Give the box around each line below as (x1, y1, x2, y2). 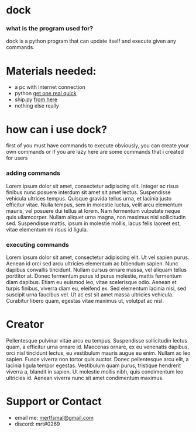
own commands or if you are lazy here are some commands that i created (6, 148, 184, 155)
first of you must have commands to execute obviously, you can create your (6, 142, 189, 149)
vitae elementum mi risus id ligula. (6, 226, 88, 233)
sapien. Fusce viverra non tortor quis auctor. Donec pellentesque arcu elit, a (6, 355, 189, 362)
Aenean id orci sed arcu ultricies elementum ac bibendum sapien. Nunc (6, 260, 178, 267)
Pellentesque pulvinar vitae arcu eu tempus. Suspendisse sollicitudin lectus (6, 337, 188, 344)
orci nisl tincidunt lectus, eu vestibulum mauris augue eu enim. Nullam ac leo (6, 349, 191, 357)
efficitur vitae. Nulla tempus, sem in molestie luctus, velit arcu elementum (6, 201, 183, 208)
